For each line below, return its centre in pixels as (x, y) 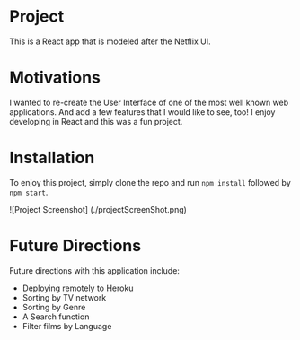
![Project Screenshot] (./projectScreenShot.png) (98, 209)
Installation (52, 158)
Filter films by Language (67, 326)
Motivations (55, 78)
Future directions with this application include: (94, 270)
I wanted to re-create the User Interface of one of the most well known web (149, 102)
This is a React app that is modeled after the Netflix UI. (110, 41)
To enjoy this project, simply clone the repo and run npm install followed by (150, 182)
